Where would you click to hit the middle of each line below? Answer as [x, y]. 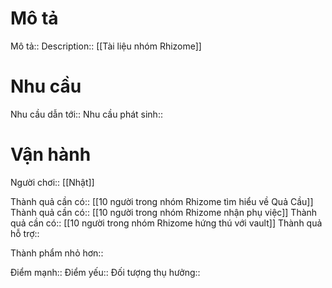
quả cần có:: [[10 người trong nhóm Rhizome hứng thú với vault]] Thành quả [166, 223]
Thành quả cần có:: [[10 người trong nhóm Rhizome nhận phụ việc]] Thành [164, 212]
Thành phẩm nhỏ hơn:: [57, 253]
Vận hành [51, 154]
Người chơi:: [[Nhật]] [52, 182]
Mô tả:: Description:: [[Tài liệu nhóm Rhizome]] [106, 46]
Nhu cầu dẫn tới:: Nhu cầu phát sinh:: [86, 114]
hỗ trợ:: [25, 233]
